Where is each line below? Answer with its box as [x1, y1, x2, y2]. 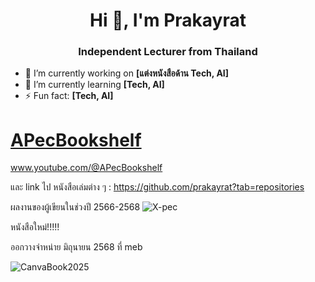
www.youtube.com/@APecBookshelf [10, 162, 163, 174]
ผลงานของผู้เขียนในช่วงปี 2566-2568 [10, 201, 141, 213]
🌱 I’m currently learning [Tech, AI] [24, 79, 165, 91]
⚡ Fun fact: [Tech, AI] [24, 90, 114, 102]
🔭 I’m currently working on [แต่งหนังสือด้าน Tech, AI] [24, 67, 230, 79]
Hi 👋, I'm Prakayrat [89, 9, 247, 32]
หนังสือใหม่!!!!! [10, 221, 60, 233]
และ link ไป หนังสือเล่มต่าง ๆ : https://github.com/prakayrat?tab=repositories [10, 181, 305, 193]
